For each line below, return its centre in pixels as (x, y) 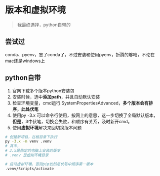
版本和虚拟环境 (36, 10)
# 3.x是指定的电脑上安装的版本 (33, 151)
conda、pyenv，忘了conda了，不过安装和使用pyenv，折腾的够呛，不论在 (80, 54)
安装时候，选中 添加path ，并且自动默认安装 (56, 97)
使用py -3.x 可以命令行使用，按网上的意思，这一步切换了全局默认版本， (85, 115)
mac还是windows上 (25, 61)
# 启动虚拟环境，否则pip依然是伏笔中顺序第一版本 (49, 164)
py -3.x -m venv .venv (28, 141)
